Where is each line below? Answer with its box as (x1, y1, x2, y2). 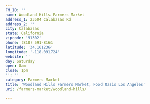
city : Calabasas (5, 26, 39, 31)
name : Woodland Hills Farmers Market (5, 12, 85, 17)
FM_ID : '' (5, 7, 26, 13)
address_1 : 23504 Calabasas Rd (5, 17, 71, 22)
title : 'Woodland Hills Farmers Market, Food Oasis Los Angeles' (5, 82, 145, 87)
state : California (5, 31, 44, 36)
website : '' (5, 54, 30, 59)
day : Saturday (5, 59, 35, 64)
